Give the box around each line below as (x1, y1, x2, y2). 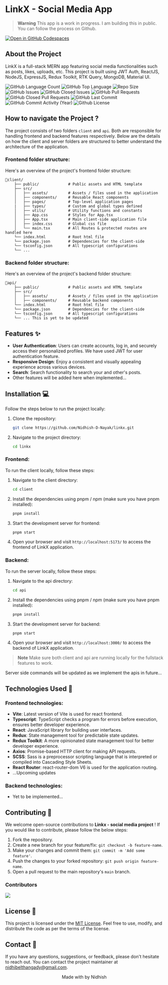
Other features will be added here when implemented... (12, 375, 127, 381)
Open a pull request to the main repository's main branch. (12, 869, 131, 875)
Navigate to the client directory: (12, 477, 78, 483)
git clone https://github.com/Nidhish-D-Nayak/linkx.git (12, 425, 134, 430)
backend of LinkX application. (12, 645, 74, 651)
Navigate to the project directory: (12, 434, 81, 440)
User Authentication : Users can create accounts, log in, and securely (12, 342, 157, 348)
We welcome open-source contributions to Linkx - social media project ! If (5, 822, 160, 828)
